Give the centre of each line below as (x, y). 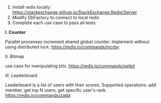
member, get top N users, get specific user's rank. (56, 90)
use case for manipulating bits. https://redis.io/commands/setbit (70, 66)
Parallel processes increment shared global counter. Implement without (77, 42)
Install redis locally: (32, 7)
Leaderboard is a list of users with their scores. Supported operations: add (81, 85)
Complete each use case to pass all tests (54, 23)
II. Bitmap (15, 56)
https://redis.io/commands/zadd (38, 95)
